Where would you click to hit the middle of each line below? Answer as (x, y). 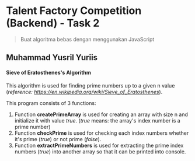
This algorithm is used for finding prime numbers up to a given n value (90, 85)
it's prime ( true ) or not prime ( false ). (58, 139)
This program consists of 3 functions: (51, 103)
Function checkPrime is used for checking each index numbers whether (102, 133)
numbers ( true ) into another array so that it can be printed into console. (100, 151)
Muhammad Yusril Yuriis (52, 57)
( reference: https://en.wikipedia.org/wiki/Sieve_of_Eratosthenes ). (84, 92)
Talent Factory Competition (74, 11)
